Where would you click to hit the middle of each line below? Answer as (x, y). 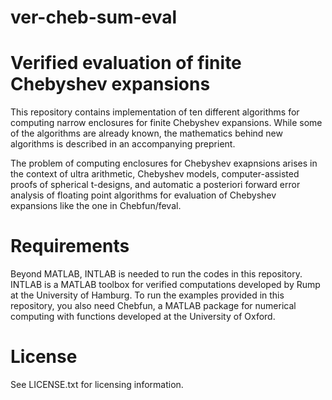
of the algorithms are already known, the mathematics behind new (146, 133)
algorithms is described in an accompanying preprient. (123, 144)
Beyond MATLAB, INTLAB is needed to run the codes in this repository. (156, 274)
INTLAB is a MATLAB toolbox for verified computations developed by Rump (165, 285)
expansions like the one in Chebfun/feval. (96, 206)
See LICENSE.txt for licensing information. (97, 384)
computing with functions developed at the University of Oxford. (143, 317)
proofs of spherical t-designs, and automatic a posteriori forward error (155, 185)
